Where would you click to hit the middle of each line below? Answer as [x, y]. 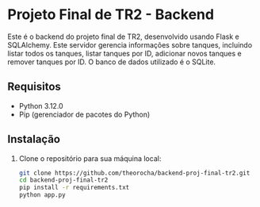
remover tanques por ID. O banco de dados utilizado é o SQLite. [111, 62]
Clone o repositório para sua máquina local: [90, 158]
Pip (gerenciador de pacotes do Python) [84, 114]
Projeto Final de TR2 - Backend [111, 15]
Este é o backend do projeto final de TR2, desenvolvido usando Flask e [123, 36]
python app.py [42, 195]
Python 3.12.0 [41, 105]
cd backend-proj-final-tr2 [63, 180]
